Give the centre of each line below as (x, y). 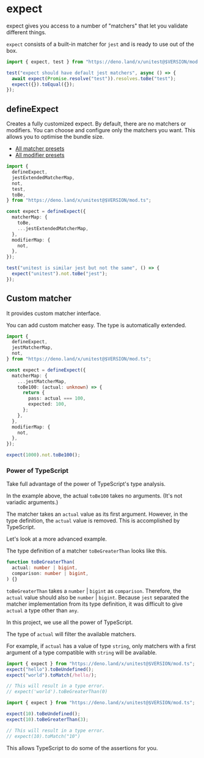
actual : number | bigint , (45, 568)
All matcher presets (40, 149)
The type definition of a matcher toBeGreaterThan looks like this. (87, 551)
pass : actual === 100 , (57, 399)
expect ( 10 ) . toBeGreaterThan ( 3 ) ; (47, 719)
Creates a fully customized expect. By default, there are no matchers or (96, 124)
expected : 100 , (48, 404)
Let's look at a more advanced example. (56, 539)
